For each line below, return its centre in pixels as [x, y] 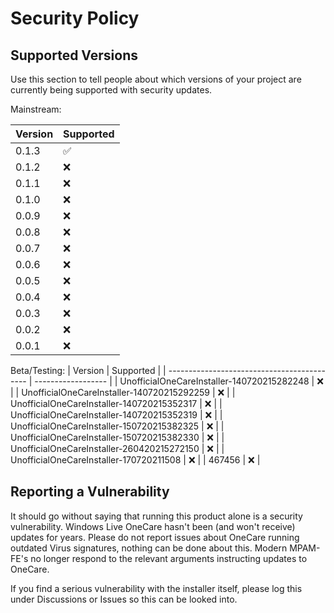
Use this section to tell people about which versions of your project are [156, 79]
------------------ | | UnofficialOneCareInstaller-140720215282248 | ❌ [179, 381]
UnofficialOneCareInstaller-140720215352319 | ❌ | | [116, 415]
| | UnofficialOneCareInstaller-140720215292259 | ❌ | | [123, 392]
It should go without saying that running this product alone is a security [156, 516]
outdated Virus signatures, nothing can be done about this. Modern [149, 548]
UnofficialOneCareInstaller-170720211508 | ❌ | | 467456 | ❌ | [135, 460]
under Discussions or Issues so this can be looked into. [124, 599]
